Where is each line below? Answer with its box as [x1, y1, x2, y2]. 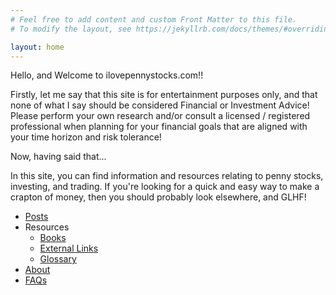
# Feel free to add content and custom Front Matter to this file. [10, 14, 298, 25]
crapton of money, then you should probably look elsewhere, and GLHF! [10, 191, 307, 203]
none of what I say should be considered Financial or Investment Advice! [10, 99, 310, 111]
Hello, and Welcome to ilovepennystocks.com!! [10, 69, 204, 81]
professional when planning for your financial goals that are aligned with [10, 121, 308, 133]
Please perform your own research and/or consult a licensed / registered [10, 110, 311, 122]
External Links [39, 242, 99, 255]
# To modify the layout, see [10, 24, 132, 34]
